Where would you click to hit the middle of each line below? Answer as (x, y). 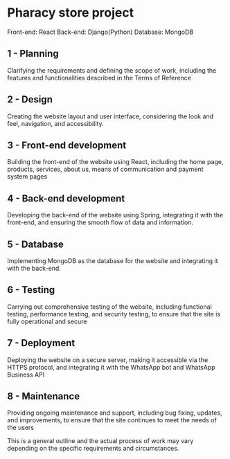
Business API (26, 375)
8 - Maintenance (44, 396)
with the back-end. (34, 268)
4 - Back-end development (66, 198)
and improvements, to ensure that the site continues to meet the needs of (112, 420)
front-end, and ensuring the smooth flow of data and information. (100, 222)
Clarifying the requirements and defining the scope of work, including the (112, 70)
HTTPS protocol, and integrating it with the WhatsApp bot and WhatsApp (112, 367)
